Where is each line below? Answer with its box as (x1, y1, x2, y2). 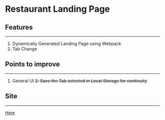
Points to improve (5, 60, 60, 68)
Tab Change (12, 46, 37, 52)
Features (5, 23, 33, 31)
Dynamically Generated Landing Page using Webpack (12, 41, 121, 46)
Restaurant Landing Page (5, 3, 110, 15)
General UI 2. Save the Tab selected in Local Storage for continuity (12, 78, 147, 84)
